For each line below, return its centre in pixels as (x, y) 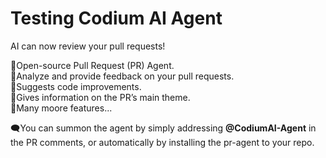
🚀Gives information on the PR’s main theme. (100, 97)
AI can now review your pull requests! (88, 46)
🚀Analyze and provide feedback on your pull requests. (122, 76)
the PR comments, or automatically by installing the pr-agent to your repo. (162, 142)
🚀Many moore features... (61, 108)
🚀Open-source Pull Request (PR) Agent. (92, 65)
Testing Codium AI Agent (116, 18)
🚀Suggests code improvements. (76, 86)
